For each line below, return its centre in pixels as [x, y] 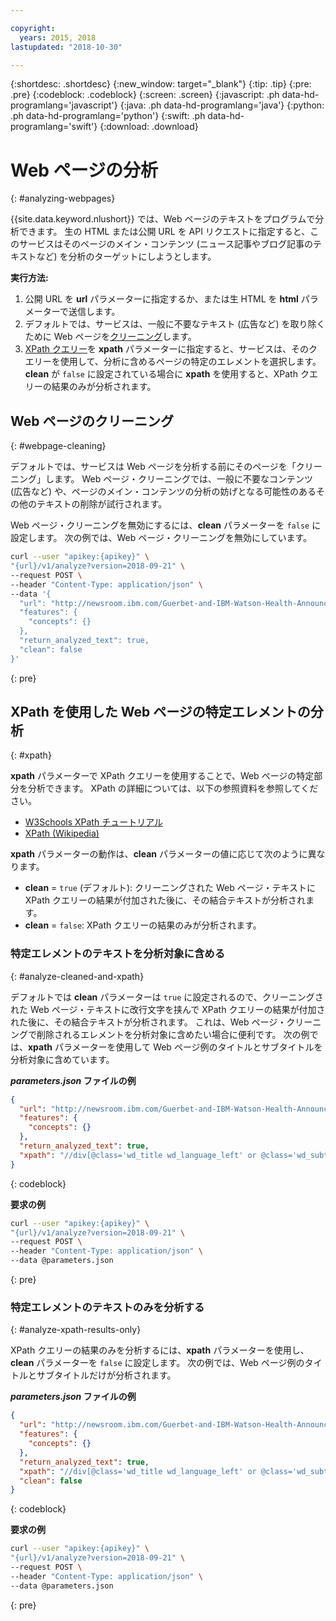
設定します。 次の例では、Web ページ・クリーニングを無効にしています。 [161, 538]
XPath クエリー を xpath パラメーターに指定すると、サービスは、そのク [171, 349]
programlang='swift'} [54, 127]
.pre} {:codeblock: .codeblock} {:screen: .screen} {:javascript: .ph [145, 95]
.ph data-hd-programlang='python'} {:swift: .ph [108, 116]
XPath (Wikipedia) [62, 833]
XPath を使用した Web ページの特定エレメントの [160, 712]
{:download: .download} [149, 127]
